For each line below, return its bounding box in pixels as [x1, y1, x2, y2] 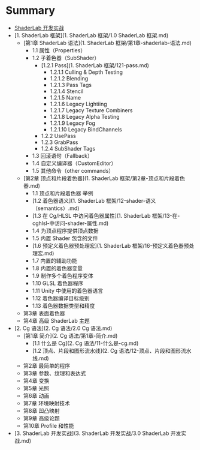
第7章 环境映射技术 [23, 400, 70, 407]
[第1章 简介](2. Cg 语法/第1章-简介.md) [23, 332, 118, 339]
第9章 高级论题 [23, 415, 60, 422]
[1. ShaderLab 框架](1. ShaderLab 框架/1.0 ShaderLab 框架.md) [14, 31, 169, 39]
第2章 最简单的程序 [23, 362, 71, 369]
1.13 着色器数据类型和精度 [32, 302, 95, 309]
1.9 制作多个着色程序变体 [32, 272, 93, 279]
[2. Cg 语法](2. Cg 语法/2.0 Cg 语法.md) [14, 325, 113, 332]
